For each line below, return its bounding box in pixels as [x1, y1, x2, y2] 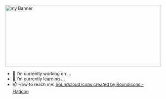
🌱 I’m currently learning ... [12, 76, 65, 82]
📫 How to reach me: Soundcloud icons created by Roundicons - [12, 81, 144, 87]
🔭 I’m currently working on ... [12, 71, 71, 76]
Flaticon [12, 89, 29, 94]
